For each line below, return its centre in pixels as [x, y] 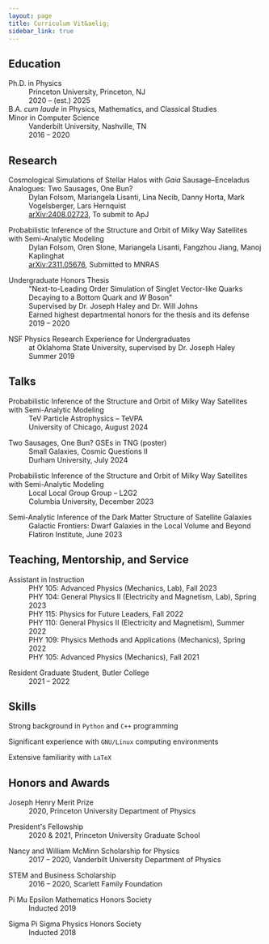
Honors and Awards [59, 783]
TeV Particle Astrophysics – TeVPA [86, 418]
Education [35, 64]
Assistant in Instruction [46, 579]
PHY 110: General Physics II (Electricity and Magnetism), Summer [137, 622]
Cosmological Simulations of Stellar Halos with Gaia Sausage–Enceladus [129, 180]
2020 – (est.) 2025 [59, 100]
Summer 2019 [52, 356]
